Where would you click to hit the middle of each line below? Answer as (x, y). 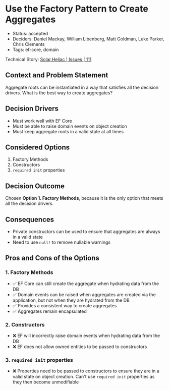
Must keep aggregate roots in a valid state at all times (68, 131)
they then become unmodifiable (46, 382)
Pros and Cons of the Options (52, 258)
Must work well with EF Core (42, 121)
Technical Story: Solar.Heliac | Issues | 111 (48, 59)
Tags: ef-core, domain (36, 49)
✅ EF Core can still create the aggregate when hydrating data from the (86, 284)
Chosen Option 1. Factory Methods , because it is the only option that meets (84, 198)
